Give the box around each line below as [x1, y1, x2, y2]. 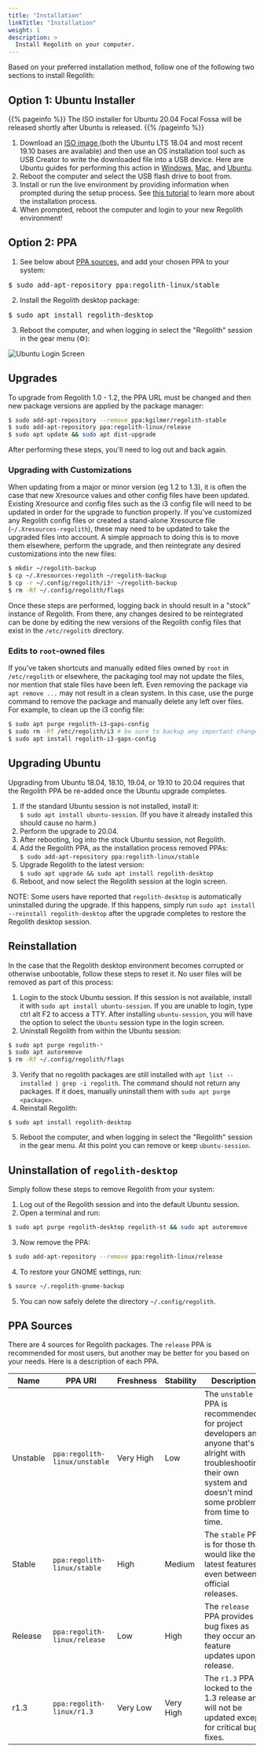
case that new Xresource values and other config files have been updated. [8, 491, 250, 500]
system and [203, 1477, 247, 1488]
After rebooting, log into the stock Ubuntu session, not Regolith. [19, 835, 226, 844]
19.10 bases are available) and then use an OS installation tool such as [19, 146, 246, 156]
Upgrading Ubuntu [8, 757, 101, 770]
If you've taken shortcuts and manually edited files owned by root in [8, 663, 229, 673]
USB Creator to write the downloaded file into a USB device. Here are [19, 154, 244, 164]
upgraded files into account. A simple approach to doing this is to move [8, 533, 240, 542]
